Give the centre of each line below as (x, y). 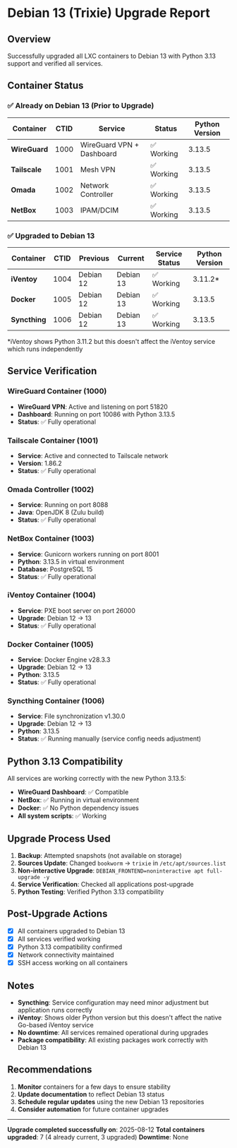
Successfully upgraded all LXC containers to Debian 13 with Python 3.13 (112, 56)
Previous (94, 258)
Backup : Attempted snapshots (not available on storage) (99, 856)
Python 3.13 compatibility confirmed (70, 947)
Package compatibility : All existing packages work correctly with (113, 1040)
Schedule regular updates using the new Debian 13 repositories (111, 1101)
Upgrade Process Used (59, 838)
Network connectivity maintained (66, 955)
